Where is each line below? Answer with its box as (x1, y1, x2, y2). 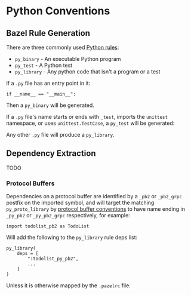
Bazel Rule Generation (6, 28, 91, 38)
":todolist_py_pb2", (27, 256, 79, 262)
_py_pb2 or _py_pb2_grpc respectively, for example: (6, 212, 130, 219)
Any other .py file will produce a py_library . (6, 131, 115, 138)
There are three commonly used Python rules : (6, 44, 119, 51)
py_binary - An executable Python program (14, 56, 121, 62)
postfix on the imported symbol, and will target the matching (6, 199, 155, 207)
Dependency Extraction (6, 148, 96, 159)
